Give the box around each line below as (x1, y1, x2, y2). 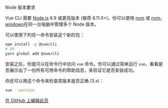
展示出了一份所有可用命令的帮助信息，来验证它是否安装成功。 (9, 67, 137, 73)
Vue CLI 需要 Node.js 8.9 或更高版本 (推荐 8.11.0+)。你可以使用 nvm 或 (5, 15, 150, 21)
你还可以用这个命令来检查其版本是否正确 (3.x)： (5, 77, 104, 83)
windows (5, 21, 24, 27)
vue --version (5, 87, 35, 92)
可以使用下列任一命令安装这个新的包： (5, 32, 84, 37)
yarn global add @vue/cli (5, 51, 59, 56)
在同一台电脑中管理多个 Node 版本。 (23, 21, 99, 27)
